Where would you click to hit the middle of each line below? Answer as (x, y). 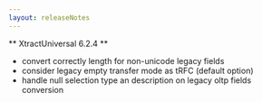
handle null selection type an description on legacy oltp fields (136, 80)
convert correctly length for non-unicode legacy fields (123, 60)
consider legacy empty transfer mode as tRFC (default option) (138, 70)
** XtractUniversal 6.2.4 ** (58, 43)
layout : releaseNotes (49, 18)
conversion (43, 89)
